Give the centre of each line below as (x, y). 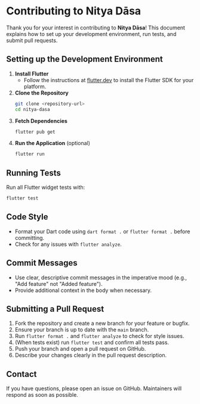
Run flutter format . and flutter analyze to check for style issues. (99, 336)
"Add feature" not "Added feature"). (59, 284)
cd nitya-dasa (32, 109)
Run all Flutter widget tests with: (46, 188)
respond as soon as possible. (42, 395)
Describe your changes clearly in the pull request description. (91, 355)
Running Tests (33, 173)
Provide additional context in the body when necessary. (83, 290)
